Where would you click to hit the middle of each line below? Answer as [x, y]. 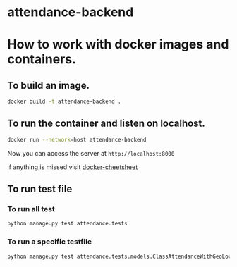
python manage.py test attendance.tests [68, 224]
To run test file [40, 189]
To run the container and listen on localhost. [107, 124]
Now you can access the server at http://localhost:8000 [91, 153]
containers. [42, 60]
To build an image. [49, 85]
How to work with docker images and [118, 45]
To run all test [31, 209]
